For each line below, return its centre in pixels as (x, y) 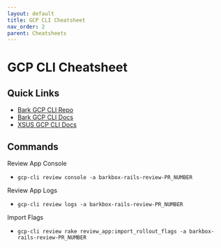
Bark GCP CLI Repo (45, 110)
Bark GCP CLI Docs (45, 117)
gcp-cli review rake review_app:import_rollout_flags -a (102, 232)
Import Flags (25, 217)
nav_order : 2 (26, 26)
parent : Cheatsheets (37, 33)
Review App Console (37, 164)
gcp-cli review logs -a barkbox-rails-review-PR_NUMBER (100, 205)
